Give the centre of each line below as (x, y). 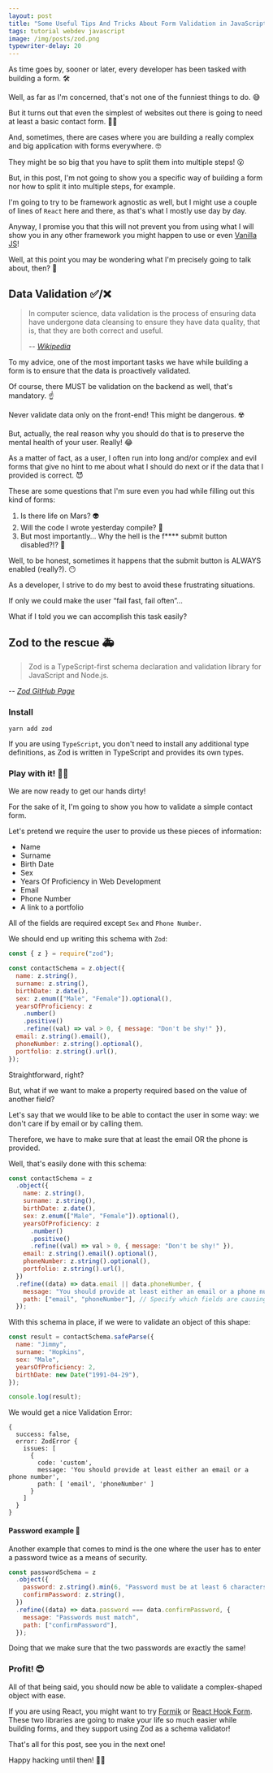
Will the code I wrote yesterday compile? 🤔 (92, 527)
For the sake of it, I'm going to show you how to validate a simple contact (131, 807)
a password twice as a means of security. (78, 1557)
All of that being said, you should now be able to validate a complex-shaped (135, 1687)
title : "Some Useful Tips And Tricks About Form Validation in (118, 24)
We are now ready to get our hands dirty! (77, 791)
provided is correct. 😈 (46, 475)
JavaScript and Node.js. (69, 675)
